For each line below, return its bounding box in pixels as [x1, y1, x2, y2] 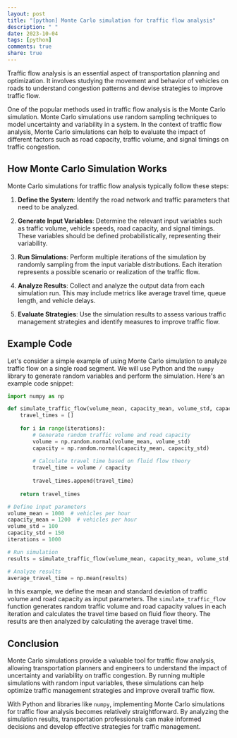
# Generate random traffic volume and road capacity [32, 431, 191, 438]
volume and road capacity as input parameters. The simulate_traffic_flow [7, 595, 226, 603]
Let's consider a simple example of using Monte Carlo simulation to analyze [7, 357, 227, 365]
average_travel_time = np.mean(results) [7, 574, 128, 582]
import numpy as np [7, 393, 65, 400]
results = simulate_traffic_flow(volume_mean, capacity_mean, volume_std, [7, 555, 232, 562]
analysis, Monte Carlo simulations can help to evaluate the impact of [7, 128, 206, 136]
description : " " [7, 23, 59, 30]
